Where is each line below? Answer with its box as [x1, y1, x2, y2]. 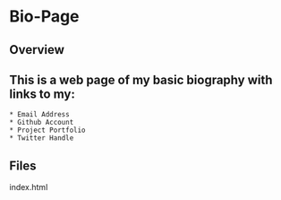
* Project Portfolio [9, 126, 87, 135]
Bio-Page [9, 6, 80, 27]
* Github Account [9, 118, 74, 127]
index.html [9, 182, 48, 193]
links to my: [9, 86, 76, 101]
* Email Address [9, 110, 70, 119]
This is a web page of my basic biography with [9, 72, 273, 87]
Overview [9, 42, 65, 57]
